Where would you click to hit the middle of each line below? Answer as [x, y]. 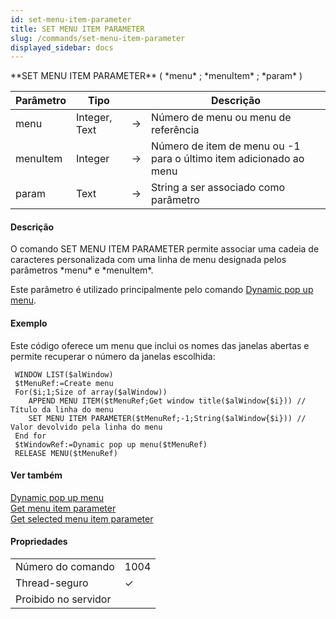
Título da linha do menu [62, 409]
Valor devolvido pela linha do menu [86, 427]
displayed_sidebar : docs [62, 47]
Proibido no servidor [63, 599]
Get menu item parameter [63, 508]
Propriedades [39, 542]
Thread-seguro [52, 583]
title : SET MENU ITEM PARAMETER [77, 29]
